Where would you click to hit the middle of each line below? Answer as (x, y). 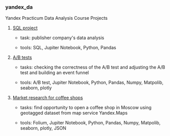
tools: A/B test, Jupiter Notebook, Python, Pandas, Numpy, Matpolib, (92, 83)
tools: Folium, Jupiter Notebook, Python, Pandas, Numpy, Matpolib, (90, 123)
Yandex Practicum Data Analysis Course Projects (57, 18)
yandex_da (19, 7)
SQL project (25, 28)
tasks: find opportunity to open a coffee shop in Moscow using (86, 108)
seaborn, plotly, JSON (43, 128)
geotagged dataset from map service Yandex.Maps (74, 113)
